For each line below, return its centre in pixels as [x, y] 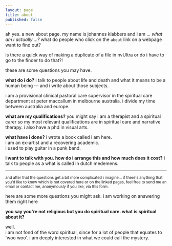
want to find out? [23, 45]
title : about [19, 15]
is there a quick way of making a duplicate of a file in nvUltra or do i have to [85, 55]
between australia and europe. [38, 107]
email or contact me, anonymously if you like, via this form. [57, 187]
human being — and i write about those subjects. [57, 86]
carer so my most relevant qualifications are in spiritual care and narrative [83, 122]
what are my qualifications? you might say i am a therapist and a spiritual [83, 116]
